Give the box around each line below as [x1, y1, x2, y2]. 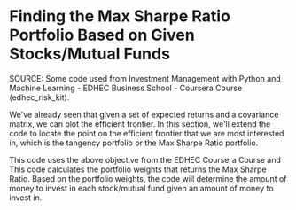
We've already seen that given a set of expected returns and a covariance [9, 109, 279, 120]
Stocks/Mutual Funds [9, 44, 171, 64]
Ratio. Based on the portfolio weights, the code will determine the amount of [9, 173, 287, 183]
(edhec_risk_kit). [9, 91, 70, 103]
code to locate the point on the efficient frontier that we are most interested [9, 128, 284, 138]
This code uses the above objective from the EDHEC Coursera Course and [9, 154, 282, 165]
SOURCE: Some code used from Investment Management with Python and [9, 73, 281, 83]
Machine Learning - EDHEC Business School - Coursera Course [9, 82, 243, 93]
